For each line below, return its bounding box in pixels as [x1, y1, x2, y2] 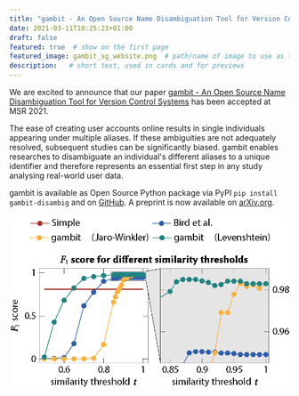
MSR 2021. [9, 106, 49, 116]
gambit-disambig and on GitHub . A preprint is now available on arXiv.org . [9, 197, 275, 207]
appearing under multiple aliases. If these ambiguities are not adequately [9, 133, 277, 142]
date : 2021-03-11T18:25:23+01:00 [9, 23, 133, 33]
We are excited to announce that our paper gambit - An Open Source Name [9, 87, 287, 97]
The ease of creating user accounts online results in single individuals [9, 123, 265, 133]
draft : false [9, 33, 58, 42]
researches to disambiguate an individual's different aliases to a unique [9, 151, 271, 162]
